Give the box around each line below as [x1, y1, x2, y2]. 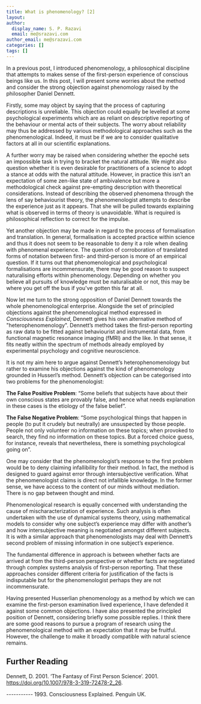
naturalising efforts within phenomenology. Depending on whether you [6, 272, 181, 279]
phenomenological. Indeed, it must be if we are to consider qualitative [6, 133, 179, 141]
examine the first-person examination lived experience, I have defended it [6, 601, 189, 608]
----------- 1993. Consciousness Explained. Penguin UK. [6, 690, 146, 697]
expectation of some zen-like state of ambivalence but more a [6, 177, 160, 184]
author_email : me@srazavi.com [6, 37, 82, 43]
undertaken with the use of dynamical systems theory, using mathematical [6, 514, 190, 521]
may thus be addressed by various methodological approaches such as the [6, 127, 193, 134]
